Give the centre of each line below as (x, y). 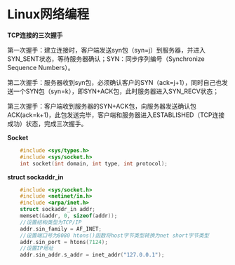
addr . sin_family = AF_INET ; (61, 229)
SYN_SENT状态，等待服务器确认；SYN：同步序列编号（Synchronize (106, 59)
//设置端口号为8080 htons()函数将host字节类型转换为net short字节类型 (114, 236)
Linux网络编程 (48, 14)
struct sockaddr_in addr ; (58, 210)
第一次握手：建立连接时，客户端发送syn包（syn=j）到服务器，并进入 (106, 50)
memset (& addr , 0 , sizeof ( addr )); (69, 216)
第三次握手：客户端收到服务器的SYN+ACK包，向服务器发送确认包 (102, 106)
